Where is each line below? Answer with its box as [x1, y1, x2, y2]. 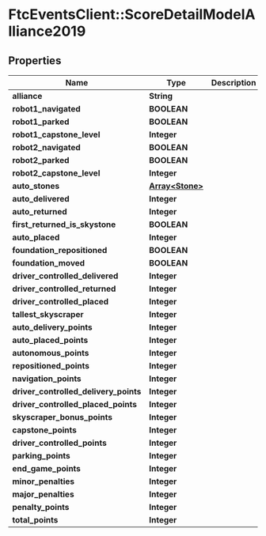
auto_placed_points [12, 334, 89, 345]
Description [211, 77, 256, 88]
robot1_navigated [12, 104, 81, 114]
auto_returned [12, 206, 67, 217]
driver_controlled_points [12, 437, 107, 448]
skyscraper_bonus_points [12, 412, 113, 422]
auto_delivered [12, 194, 70, 204]
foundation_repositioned [12, 245, 108, 255]
